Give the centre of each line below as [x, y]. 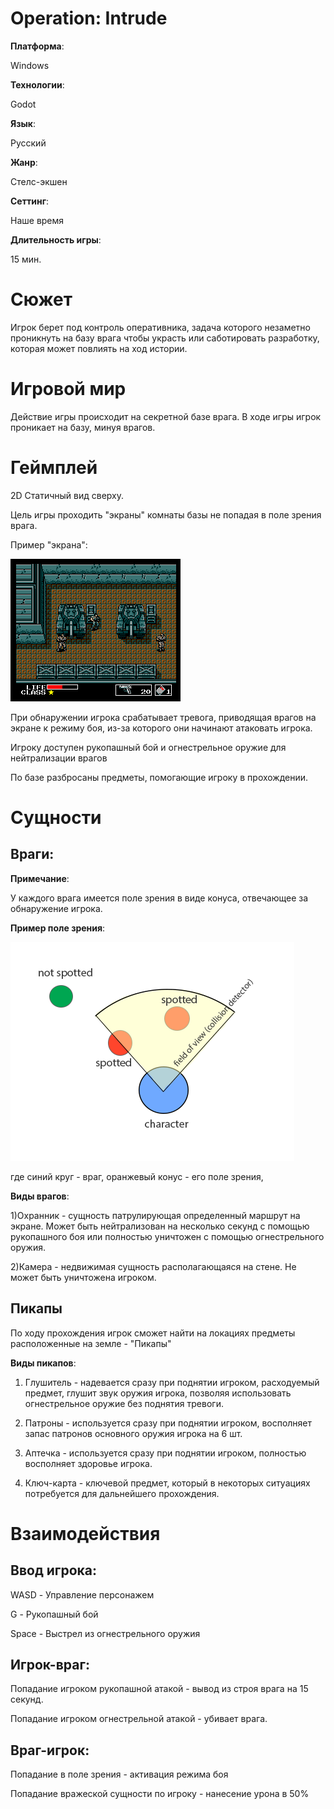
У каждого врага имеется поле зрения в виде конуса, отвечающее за [159, 898]
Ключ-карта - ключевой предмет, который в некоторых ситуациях [167, 1483]
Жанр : [24, 162]
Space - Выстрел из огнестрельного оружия [105, 1633]
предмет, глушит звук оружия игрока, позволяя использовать [158, 1393]
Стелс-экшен [39, 181]
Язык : [23, 123]
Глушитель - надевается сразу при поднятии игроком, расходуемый [172, 1382]
